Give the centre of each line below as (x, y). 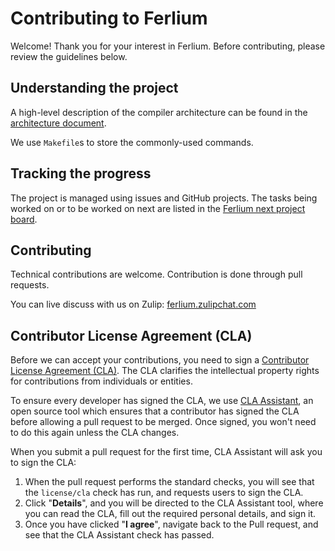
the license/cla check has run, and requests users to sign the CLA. (164, 493)
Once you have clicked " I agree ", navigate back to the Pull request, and (171, 524)
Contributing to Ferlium (109, 18)
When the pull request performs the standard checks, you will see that (169, 482)
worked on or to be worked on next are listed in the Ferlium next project (158, 208)
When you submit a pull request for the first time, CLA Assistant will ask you (166, 452)
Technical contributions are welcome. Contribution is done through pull (156, 274)
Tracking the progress (81, 173)
